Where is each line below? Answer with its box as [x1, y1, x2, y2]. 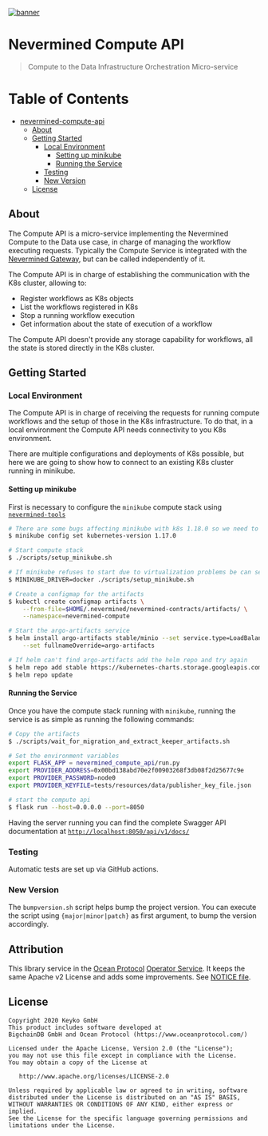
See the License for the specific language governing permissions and [8, 1114, 248, 1122]
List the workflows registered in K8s [19, 302, 139, 312]
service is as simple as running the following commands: [8, 714, 195, 724]
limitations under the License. [8, 1121, 116, 1130]
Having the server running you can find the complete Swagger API [8, 817, 227, 827]
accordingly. [8, 920, 49, 929]
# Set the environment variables [8, 752, 120, 760]
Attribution [8, 943, 64, 956]
